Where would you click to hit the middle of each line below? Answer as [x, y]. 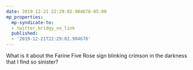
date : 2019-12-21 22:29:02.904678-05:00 [57, 11]
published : [25, 34]
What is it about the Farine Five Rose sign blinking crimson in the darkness [97, 56]
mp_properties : [25, 17]
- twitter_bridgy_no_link [43, 28]
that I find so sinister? [32, 62]
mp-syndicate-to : [33, 22]
